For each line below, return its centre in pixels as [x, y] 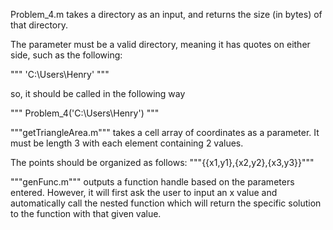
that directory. [39, 25]
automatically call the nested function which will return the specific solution [166, 203]
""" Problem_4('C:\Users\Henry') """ [85, 113]
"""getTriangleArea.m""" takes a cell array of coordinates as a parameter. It [165, 132]
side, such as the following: [66, 55]
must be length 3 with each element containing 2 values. [127, 143]
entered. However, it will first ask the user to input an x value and [144, 192]
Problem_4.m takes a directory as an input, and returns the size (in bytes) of [166, 14]
